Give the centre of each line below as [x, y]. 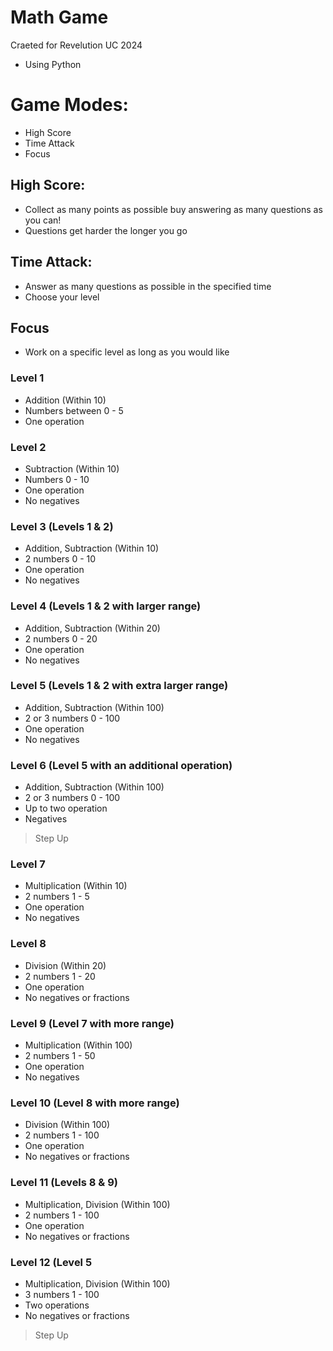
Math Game [59, 17]
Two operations [57, 1305]
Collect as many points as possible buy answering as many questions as [173, 209]
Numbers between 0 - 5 [74, 410]
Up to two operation [66, 808]
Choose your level [62, 297]
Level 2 [28, 447]
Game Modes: [69, 105]
